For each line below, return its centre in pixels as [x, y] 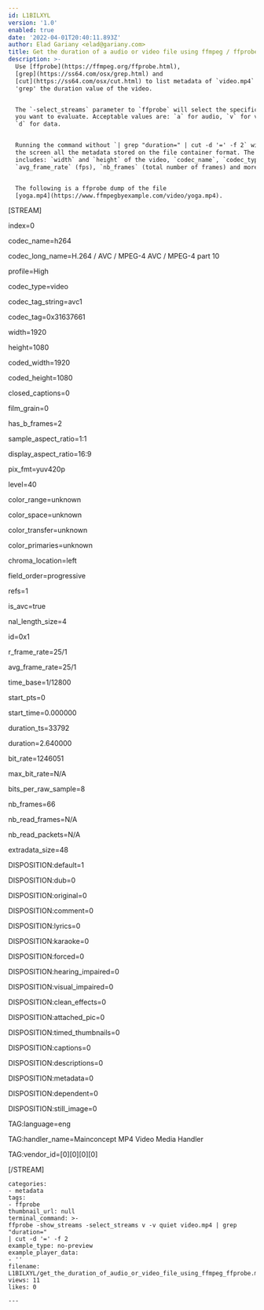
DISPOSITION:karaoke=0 [49, 941]
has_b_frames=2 [35, 424]
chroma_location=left [42, 561]
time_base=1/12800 [40, 683]
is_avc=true [27, 607]
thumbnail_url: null [42, 1212]
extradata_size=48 [38, 850]
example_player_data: [44, 1253]
